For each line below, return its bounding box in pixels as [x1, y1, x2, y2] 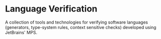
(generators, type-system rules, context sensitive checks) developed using [5, 24, 157, 30]
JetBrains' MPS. [5, 29, 38, 35]
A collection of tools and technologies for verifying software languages [5, 19, 148, 25]
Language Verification [5, 3, 98, 14]
